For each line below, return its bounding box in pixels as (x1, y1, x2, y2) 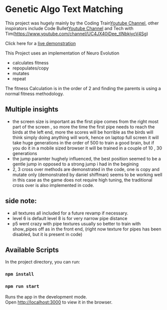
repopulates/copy (12, 65, 49, 71)
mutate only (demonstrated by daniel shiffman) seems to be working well (12, 171, 163, 177)
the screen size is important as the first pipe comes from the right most (12, 118, 159, 124)
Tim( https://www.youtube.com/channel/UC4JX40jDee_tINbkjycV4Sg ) (5, 30, 149, 36)
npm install (5, 271, 34, 277)
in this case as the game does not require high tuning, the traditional (12, 176, 153, 183)
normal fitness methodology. (5, 90, 64, 96)
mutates (12, 70, 29, 76)
